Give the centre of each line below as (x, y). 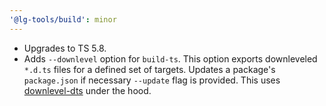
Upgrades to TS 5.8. (65, 48)
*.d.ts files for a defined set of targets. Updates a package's (149, 69)
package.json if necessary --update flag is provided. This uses (152, 80)
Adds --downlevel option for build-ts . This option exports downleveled (170, 58)
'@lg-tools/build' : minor (63, 19)
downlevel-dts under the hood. (87, 90)
